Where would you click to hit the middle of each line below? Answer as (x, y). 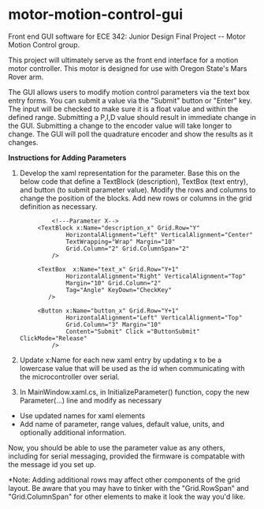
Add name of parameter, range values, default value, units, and (122, 424)
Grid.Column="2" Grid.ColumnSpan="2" (128, 249)
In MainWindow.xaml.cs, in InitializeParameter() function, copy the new (134, 391)
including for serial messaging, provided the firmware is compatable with (127, 456)
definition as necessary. (58, 206)
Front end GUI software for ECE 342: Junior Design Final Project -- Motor (127, 36)
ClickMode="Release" (53, 338)
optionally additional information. (73, 432)
